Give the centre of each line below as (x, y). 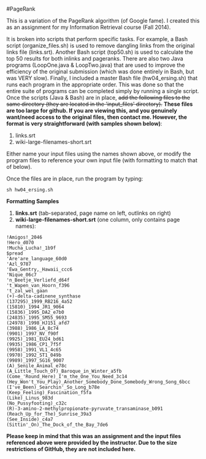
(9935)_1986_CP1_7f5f (34, 345)
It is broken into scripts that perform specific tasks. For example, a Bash (97, 39)
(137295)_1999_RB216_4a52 (39, 302)
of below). (19, 167)
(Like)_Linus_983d (30, 398)
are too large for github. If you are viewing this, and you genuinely (92, 110)
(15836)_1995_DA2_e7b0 (35, 312)
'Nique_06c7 (21, 275)
